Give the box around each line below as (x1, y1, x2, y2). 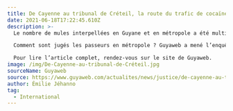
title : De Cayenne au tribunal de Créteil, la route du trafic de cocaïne (7, 10, 228, 17)
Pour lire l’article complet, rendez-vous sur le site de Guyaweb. (13, 55, 213, 62)
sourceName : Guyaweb (7, 67, 67, 74)
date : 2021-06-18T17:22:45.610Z (7, 17, 101, 24)
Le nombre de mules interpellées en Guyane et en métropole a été (13, 29, 209, 37)
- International (13, 93, 60, 101)
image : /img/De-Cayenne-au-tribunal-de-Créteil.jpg (7, 61, 159, 68)
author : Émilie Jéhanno (7, 80, 76, 87)
